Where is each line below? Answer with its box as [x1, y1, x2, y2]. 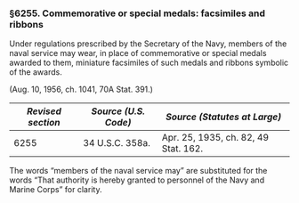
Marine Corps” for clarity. [9, 184, 102, 195]
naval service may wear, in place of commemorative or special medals [9, 48, 267, 59]
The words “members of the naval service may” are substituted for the [9, 166, 268, 176]
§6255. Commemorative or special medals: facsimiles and [9, 7, 265, 20]
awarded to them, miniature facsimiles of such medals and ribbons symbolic [9, 57, 289, 69]
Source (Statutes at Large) [166, 110, 282, 123]
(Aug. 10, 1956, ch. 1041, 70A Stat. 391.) [9, 84, 154, 95]
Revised [26, 105, 62, 118]
